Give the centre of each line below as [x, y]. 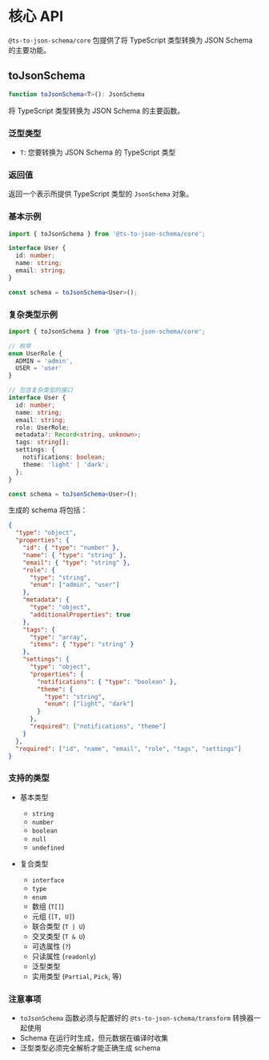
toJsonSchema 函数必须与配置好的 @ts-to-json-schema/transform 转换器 [137, 1018]
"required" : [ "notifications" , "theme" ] [98, 727]
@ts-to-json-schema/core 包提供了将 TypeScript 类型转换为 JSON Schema [130, 40]
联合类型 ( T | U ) [58, 926]
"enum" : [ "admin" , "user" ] [74, 585]
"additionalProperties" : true [80, 614]
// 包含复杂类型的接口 [41, 390]
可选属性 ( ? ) [51, 946]
